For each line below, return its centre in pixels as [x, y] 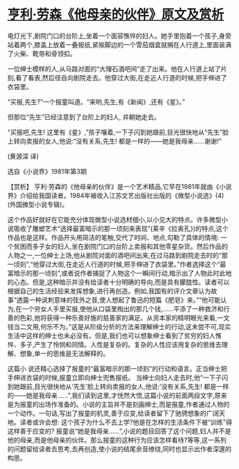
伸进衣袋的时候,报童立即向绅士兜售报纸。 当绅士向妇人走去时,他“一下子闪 [121, 377]
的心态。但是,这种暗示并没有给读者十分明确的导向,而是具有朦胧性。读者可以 [119, 282]
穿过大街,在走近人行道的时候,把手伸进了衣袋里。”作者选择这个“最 [133, 264]
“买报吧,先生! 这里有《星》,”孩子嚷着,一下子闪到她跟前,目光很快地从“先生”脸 [118, 132]
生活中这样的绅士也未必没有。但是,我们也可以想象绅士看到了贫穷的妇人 [112, 336]
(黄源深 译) [23, 156]
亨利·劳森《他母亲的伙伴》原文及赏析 [116, 15]
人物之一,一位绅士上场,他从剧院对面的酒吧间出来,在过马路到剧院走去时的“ [115, 255]
